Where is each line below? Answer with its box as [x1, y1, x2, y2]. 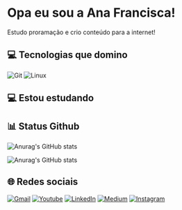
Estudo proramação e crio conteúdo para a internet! [7, 28, 156, 36]
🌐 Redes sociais [7, 176, 78, 188]
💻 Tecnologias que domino [7, 49, 128, 61]
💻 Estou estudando [7, 92, 94, 104]
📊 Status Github [7, 120, 80, 132]
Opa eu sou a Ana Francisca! [7, 5, 176, 21]
